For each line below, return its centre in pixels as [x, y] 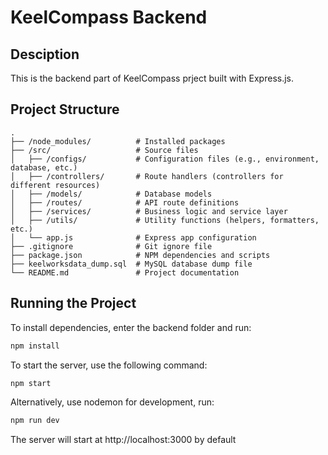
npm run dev [35, 421]
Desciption [45, 54]
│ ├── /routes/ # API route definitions [125, 202]
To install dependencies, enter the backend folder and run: [131, 327]
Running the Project [73, 303]
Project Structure [65, 109]
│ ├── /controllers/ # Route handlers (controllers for [147, 176]
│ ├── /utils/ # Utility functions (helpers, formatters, [165, 220]
